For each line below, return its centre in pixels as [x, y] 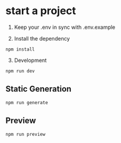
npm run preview [25, 134]
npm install [20, 49]
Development [30, 60]
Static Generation [39, 89]
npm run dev [20, 71]
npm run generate [27, 102]
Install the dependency [42, 38]
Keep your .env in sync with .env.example [65, 27]
